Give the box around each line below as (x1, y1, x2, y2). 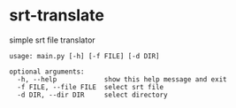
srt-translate (9, 5, 104, 26)
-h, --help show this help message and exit (17, 74, 227, 84)
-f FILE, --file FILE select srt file (17, 82, 164, 91)
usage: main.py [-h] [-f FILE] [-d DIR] (9, 51, 161, 60)
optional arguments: (9, 67, 86, 76)
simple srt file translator (9, 35, 95, 45)
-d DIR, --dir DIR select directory (17, 90, 168, 99)
